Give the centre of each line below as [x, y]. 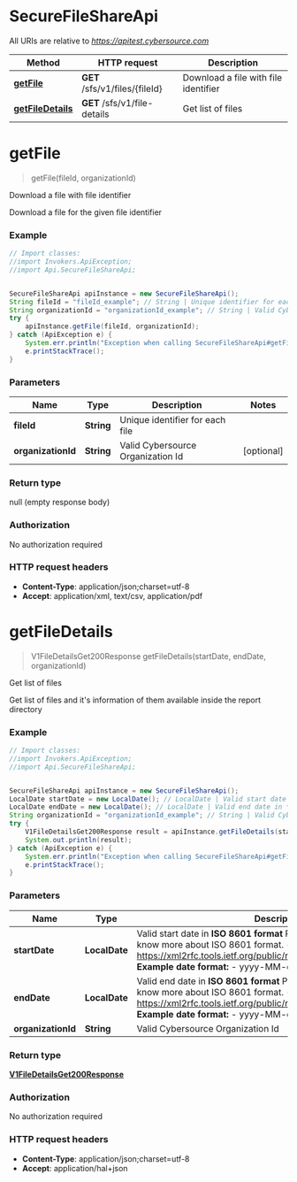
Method [43, 62]
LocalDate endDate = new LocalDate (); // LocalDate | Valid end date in [146, 807]
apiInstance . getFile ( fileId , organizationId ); [112, 326]
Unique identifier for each [172, 419]
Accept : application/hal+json [75, 1168]
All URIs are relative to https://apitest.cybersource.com [109, 41]
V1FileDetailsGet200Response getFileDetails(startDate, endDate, [148, 656]
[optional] [263, 450]
